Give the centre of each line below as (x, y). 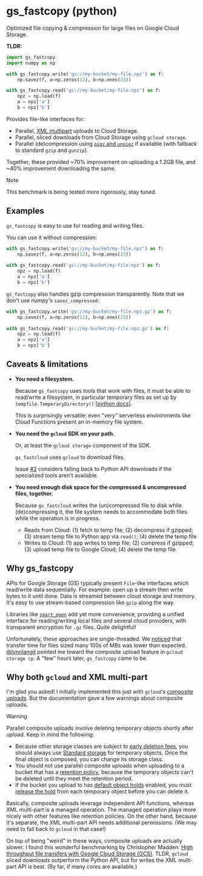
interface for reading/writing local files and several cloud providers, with (96, 620)
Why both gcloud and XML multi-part (77, 677)
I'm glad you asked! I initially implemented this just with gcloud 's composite (100, 692)
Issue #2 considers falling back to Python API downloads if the (93, 469)
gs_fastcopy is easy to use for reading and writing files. (75, 225)
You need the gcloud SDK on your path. (65, 433)
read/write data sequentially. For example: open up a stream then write (95, 589)
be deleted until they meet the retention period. (74, 779)
